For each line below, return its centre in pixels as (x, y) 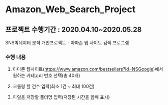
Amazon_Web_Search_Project (71, 9)
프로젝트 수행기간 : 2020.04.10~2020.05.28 (74, 29)
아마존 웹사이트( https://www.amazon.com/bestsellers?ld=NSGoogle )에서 (88, 69)
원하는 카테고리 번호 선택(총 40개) (46, 75)
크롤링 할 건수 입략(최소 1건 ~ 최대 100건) (54, 86)
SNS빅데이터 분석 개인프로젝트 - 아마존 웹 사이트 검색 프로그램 (67, 43)
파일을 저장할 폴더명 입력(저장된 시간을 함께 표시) (61, 97)
